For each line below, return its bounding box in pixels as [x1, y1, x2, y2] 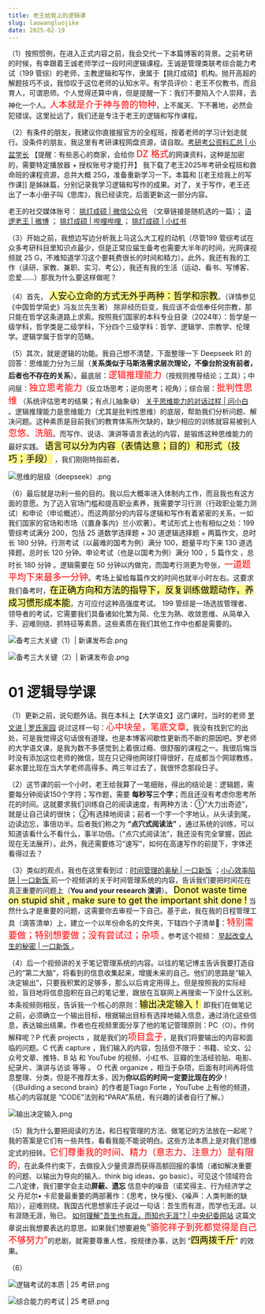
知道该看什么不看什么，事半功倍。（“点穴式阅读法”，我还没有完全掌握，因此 [8, 829, 253, 839]
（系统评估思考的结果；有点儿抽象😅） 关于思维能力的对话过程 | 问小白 [18, 396, 248, 406]
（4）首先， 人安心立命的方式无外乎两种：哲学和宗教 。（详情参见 [8, 290, 256, 302]
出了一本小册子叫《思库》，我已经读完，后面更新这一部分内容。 [8, 190, 212, 200]
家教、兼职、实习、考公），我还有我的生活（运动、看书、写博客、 [42, 263, 254, 272]
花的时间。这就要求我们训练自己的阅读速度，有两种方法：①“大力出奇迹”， [8, 799, 252, 809]
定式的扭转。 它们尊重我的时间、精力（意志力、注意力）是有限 [8, 1147, 254, 1159]
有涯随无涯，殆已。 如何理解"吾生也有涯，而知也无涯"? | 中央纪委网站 [8, 1211, 234, 1220]
